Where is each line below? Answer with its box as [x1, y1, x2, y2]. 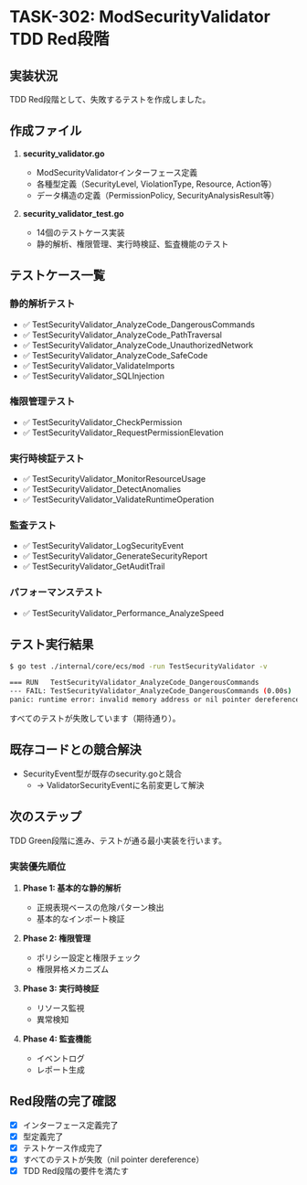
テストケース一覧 [9, 268, 105, 283]
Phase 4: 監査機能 [22, 1033, 91, 1044]
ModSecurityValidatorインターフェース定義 [36, 166, 198, 177]
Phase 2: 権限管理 [22, 933, 91, 944]
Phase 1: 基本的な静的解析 [22, 882, 122, 893]
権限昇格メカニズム [36, 963, 110, 975]
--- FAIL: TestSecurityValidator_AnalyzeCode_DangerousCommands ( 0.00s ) [9, 687, 292, 696]
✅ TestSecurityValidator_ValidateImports [22, 359, 175, 371]
